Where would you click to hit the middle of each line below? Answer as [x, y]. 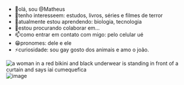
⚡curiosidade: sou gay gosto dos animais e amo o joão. [82, 50]
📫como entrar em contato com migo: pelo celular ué [79, 35]
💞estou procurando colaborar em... [57, 28]
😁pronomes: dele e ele [43, 43]
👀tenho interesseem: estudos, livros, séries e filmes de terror [89, 15]
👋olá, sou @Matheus [40, 9]
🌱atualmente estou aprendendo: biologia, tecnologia [78, 22]
